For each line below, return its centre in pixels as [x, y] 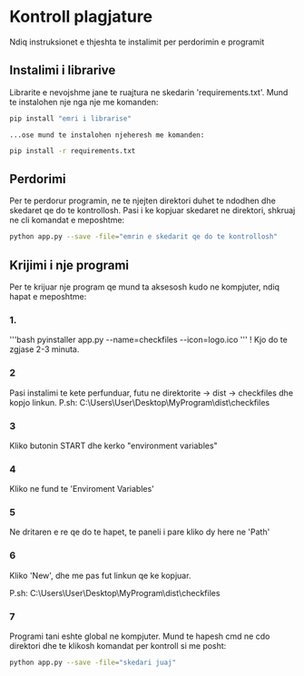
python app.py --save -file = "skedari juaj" [93, 663]
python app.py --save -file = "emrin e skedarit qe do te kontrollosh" [144, 237]
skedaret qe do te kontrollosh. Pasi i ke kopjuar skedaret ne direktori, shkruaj [152, 211]
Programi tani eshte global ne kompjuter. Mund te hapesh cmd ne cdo [140, 636]
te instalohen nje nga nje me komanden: [84, 102]
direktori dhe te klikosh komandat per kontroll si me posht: [118, 646]
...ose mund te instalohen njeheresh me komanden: [107, 135]
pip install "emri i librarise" [70, 118]
